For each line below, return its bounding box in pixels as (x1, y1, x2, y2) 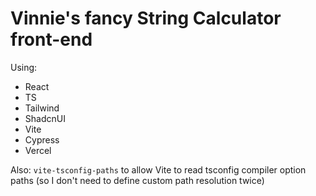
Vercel (24, 144, 52, 156)
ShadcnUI (24, 112, 66, 124)
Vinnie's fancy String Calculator (10, 7, 282, 30)
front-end (10, 28, 93, 51)
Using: (10, 61, 38, 73)
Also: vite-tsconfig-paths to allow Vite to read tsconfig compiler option (10, 163, 307, 176)
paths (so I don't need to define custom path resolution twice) (10, 174, 265, 186)
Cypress (24, 133, 60, 146)
